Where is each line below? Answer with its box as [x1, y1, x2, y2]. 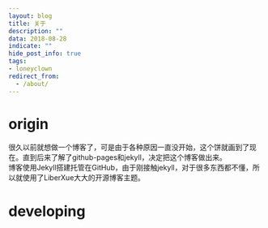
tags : [8, 58, 27, 66]
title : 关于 [8, 19, 46, 28]
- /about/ [15, 80, 49, 88]
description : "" [8, 27, 63, 35]
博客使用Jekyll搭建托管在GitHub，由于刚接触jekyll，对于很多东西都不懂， [8, 163, 253, 173]
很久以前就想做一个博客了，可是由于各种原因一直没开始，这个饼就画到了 [8, 143, 249, 153]
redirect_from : [8, 72, 60, 80]
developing [8, 202, 86, 220]
